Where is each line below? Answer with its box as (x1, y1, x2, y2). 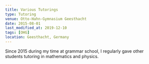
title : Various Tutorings (5, 7, 58, 12)
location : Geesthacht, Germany (5, 35, 69, 40)
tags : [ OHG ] (5, 30, 30, 35)
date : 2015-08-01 (5, 21, 41, 26)
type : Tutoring (5, 12, 36, 17)
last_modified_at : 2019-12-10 (5, 26, 67, 31)
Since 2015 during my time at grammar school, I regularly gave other (5, 48, 144, 54)
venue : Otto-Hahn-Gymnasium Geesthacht (5, 16, 87, 21)
